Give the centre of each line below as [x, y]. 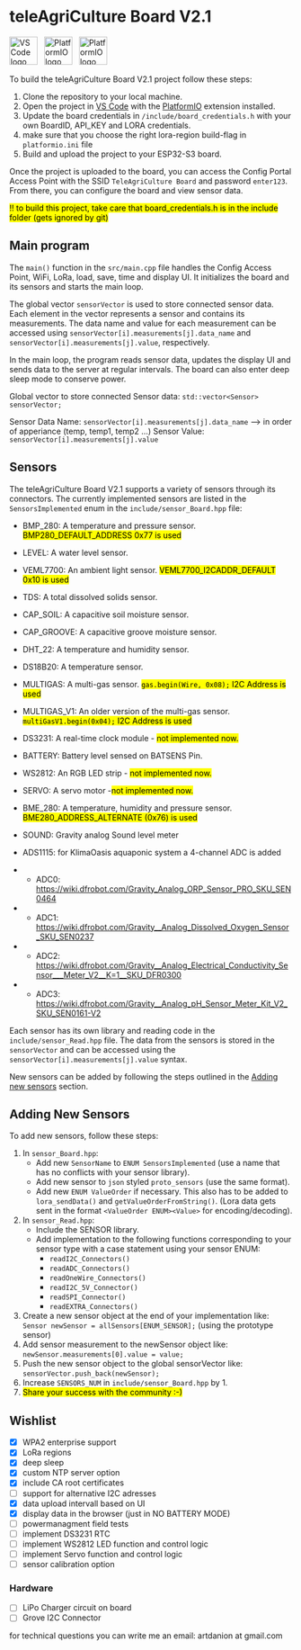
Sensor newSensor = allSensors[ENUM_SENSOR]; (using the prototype [148, 1325]
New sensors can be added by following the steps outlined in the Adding [144, 1076]
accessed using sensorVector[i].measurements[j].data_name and [130, 332]
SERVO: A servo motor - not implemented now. [108, 790]
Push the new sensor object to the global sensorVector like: [133, 1364]
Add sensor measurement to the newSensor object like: [125, 1345]
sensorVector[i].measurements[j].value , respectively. [110, 342]
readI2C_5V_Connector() [93, 1288]
